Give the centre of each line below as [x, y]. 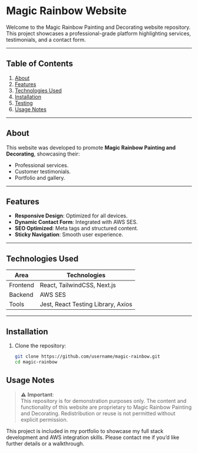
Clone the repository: [40, 345]
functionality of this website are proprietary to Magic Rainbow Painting [106, 407]
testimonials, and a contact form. [46, 39]
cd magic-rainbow [36, 362]
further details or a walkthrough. [45, 444]
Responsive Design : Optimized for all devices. [71, 216]
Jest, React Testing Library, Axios [86, 305]
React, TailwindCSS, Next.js [78, 285]
